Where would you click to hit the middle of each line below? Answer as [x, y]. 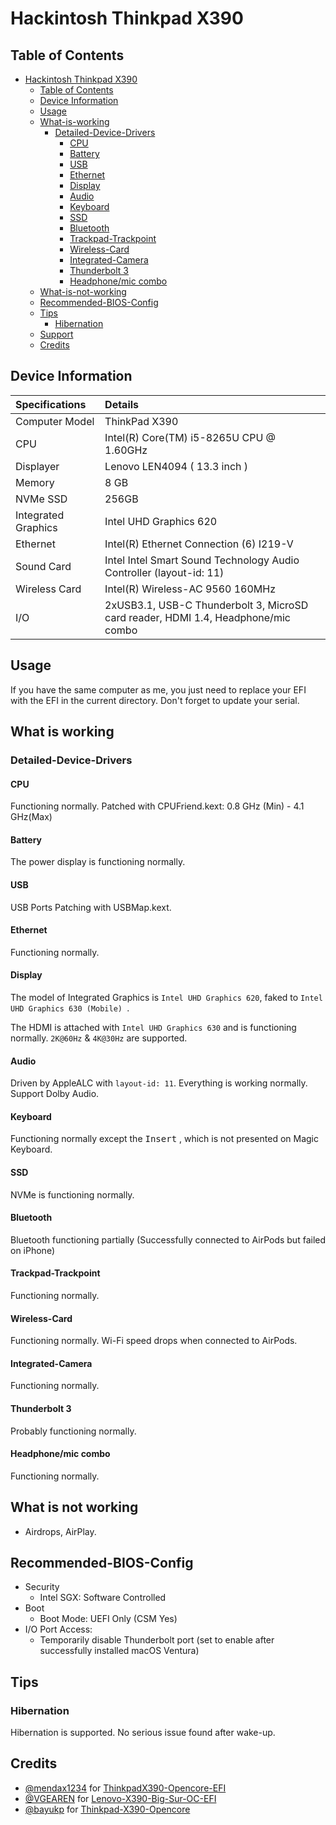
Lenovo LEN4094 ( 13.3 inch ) [176, 466]
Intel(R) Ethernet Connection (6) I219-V [199, 544]
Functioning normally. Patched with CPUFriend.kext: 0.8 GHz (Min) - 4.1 [157, 806]
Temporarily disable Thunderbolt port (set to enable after [157, 1640]
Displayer [37, 466]
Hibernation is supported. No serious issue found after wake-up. [143, 1733]
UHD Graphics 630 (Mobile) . [70, 1008]
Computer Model [55, 421]
